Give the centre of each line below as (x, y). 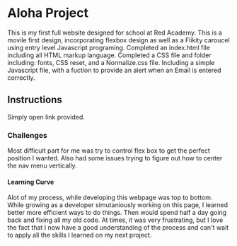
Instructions (35, 100)
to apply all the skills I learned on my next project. (80, 235)
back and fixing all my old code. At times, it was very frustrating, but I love (115, 220)
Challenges (27, 135)
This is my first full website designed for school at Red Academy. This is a (115, 33)
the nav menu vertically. (42, 166)
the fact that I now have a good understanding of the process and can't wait (118, 228)
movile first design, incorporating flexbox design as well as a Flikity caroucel (118, 40)
